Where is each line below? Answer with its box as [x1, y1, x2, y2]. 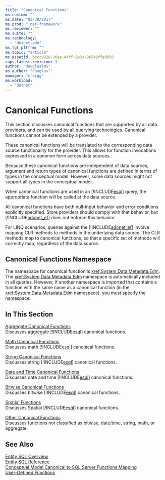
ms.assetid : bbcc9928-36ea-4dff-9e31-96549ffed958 [5, 54, 114, 60]
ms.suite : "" [5, 31, 33, 36]
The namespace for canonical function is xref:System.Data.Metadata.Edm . [5, 268, 160, 274]
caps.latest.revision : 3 [5, 59, 58, 64]
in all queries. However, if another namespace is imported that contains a [5, 279, 157, 285]
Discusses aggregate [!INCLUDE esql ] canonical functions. [5, 329, 127, 335]
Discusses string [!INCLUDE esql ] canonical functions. [5, 359, 117, 365]
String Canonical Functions [5, 354, 62, 360]
